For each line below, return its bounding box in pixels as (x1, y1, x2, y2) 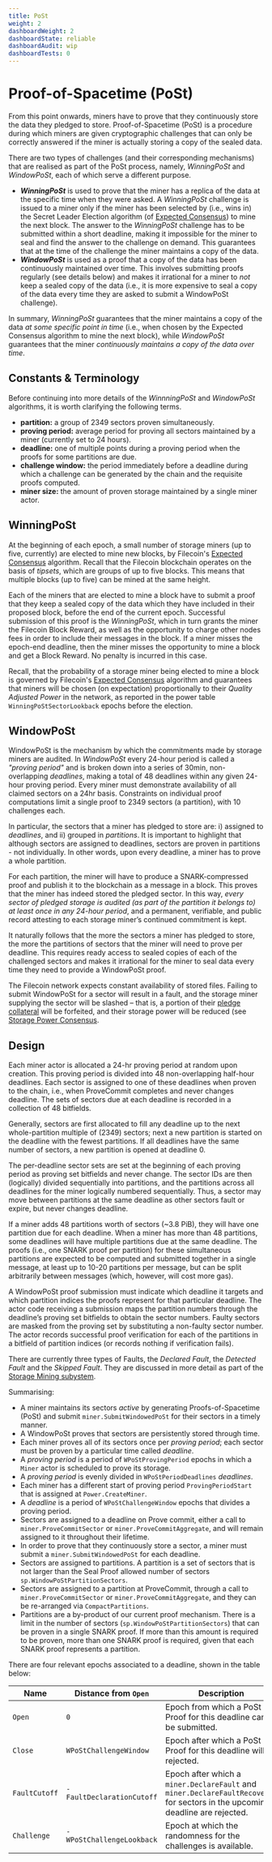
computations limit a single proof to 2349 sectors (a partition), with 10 (8, 797, 241, 807)
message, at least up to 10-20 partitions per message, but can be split (8, 1263, 242, 1272)
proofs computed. (19, 478, 81, 487)
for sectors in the (165, 1797, 231, 1808)
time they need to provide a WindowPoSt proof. (8, 965, 167, 975)
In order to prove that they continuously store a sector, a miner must (19, 1541, 248, 1551)
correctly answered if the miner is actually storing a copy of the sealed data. (8, 137, 263, 147)
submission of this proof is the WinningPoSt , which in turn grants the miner (8, 616, 259, 625)
